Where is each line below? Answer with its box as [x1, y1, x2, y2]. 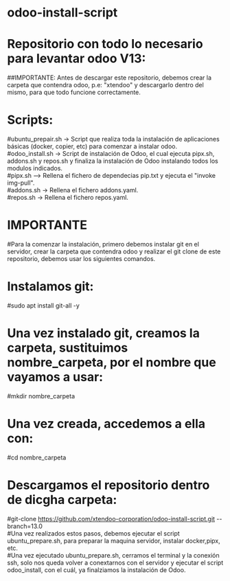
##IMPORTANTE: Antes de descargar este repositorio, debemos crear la [7, 73, 211, 82]
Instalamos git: [7, 279, 94, 295]
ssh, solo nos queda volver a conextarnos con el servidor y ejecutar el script [7, 558, 224, 567]
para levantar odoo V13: [7, 51, 146, 67]
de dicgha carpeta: [7, 492, 117, 508]
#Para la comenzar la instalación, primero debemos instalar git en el [7, 240, 199, 248]
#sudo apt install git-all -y [7, 301, 80, 310]
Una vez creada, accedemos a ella [7, 416, 206, 432]
